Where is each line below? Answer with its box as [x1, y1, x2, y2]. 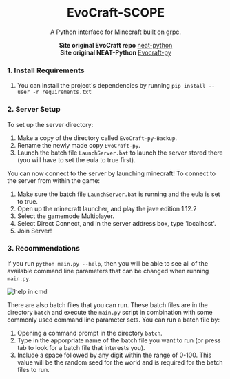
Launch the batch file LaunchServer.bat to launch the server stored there [17, 148, 223, 157]
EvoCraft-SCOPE [66, 5, 165, 21]
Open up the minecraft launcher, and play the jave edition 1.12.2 [17, 204, 198, 213]
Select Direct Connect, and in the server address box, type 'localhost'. [17, 219, 216, 227]
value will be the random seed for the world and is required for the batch [17, 358, 223, 367]
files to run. [17, 365, 50, 373]
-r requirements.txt [32, 88, 92, 96]
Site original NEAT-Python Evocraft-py [60, 48, 171, 57]
